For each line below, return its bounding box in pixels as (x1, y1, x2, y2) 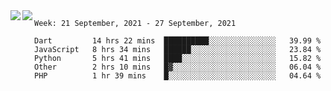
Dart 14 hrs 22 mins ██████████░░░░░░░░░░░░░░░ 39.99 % (34, 36, 322, 46)
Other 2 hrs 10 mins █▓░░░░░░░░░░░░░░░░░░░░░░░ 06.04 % (34, 62, 322, 72)
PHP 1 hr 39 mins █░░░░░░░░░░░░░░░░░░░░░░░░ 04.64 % (34, 71, 322, 81)
